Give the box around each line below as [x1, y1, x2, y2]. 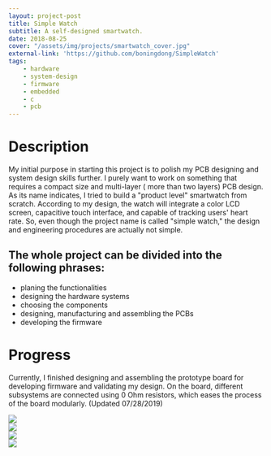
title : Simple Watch [8, 20, 79, 28]
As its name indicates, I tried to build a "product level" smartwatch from [8, 190, 247, 200]
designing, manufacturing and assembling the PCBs [19, 308, 194, 318]
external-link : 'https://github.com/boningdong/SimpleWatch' [8, 50, 220, 58]
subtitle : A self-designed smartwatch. [8, 27, 144, 35]
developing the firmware [19, 317, 103, 327]
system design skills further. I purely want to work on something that [8, 173, 238, 183]
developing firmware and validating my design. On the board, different [8, 381, 243, 391]
